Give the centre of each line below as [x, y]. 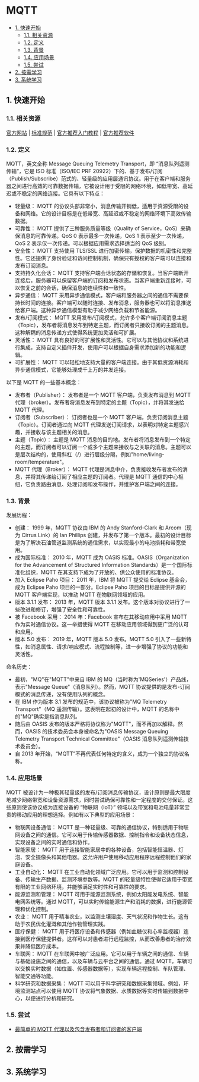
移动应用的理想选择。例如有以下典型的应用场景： [76, 814]
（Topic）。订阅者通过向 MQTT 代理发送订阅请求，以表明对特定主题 [97, 424]
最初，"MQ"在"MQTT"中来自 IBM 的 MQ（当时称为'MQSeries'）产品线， [103, 679]
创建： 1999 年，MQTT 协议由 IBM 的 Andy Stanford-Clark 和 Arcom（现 [103, 528]
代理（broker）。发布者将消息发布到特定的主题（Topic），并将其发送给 [99, 402]
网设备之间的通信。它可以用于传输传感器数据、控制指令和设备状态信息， [103, 835]
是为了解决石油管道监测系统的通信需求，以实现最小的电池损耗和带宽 [98, 542]
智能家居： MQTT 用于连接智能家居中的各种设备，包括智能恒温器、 [97, 849]
